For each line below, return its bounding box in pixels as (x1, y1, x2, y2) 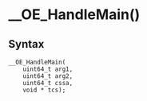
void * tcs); (22, 86, 66, 94)
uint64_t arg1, (22, 65, 73, 73)
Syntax (8, 37, 45, 51)
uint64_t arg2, (22, 72, 73, 80)
